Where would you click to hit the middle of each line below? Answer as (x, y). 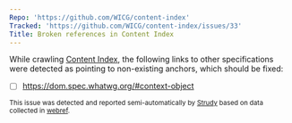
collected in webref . (39, 111)
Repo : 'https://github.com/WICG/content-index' (100, 17)
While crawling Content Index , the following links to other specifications (142, 60)
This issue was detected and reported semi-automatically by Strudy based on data (137, 103)
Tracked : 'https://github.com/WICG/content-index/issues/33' (126, 26)
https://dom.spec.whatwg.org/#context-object (108, 86)
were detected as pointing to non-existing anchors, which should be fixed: (146, 69)
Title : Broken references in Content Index (92, 34)
